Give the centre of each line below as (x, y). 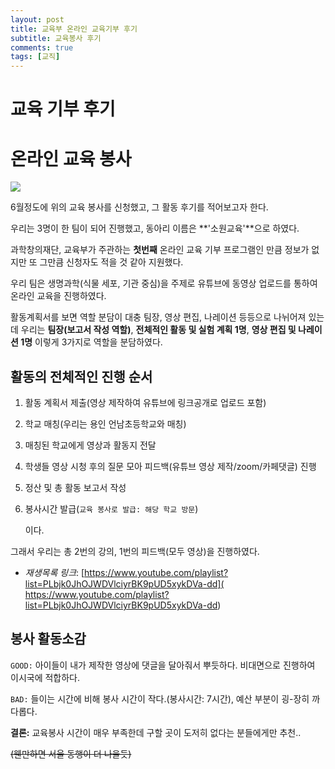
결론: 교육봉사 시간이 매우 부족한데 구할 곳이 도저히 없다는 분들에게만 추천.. (156, 732)
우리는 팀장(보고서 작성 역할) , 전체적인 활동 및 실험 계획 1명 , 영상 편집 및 (158, 330)
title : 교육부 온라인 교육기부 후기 (74, 29)
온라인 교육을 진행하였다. (58, 296)
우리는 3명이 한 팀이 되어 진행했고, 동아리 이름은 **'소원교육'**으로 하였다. (155, 228)
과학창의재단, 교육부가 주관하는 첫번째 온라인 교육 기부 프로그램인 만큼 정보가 (160, 250)
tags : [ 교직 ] (35, 57)
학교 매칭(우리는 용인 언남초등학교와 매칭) (105, 424)
